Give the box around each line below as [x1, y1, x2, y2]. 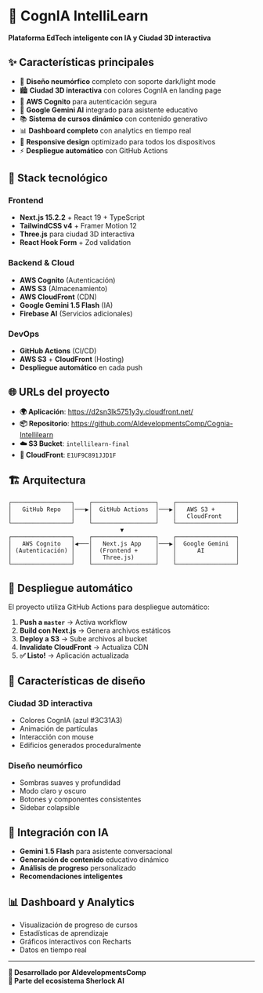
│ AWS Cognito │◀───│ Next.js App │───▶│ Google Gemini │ [8, 539, 240, 548]
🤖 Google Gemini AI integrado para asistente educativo [19, 105, 198, 115]
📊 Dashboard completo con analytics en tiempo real [19, 126, 192, 135]
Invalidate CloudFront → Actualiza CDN [19, 643, 149, 652]
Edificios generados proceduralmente [19, 741, 142, 750]
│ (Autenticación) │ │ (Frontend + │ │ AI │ [8, 546, 240, 554]
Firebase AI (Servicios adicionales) [19, 308, 133, 318]
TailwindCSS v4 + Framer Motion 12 [19, 221, 137, 231]
